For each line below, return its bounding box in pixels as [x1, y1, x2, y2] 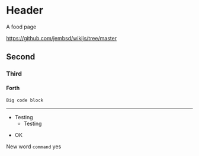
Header [6, 4, 43, 17]
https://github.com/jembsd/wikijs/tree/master [6, 34, 117, 42]
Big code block [6, 97, 44, 104]
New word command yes [6, 143, 62, 150]
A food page [6, 23, 37, 30]
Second [6, 52, 36, 62]
